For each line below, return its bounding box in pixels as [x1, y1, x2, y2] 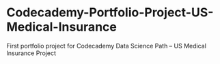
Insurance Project [6, 49, 56, 57]
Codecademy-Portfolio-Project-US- [6, 5, 214, 20]
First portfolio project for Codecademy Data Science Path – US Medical [6, 42, 206, 50]
